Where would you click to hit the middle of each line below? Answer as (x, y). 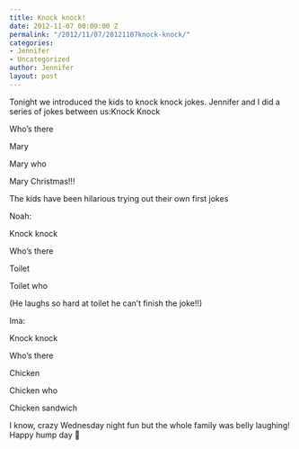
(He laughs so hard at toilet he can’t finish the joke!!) (106, 303)
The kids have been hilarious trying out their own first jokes (119, 198)
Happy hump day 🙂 (45, 435)
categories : (31, 43)
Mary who (28, 164)
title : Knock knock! (48, 18)
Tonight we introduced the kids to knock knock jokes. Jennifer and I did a (145, 102)
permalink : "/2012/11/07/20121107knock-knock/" (100, 34)
